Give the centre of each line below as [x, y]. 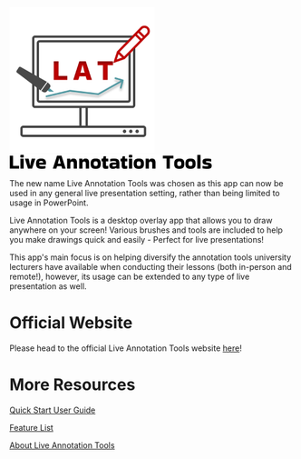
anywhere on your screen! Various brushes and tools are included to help [146, 230]
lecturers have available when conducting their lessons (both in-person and [150, 267]
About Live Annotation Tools [62, 445]
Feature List [32, 427]
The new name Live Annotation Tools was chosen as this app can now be [146, 183]
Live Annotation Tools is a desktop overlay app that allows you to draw [141, 220]
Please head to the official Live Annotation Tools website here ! [126, 348]
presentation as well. [49, 286]
